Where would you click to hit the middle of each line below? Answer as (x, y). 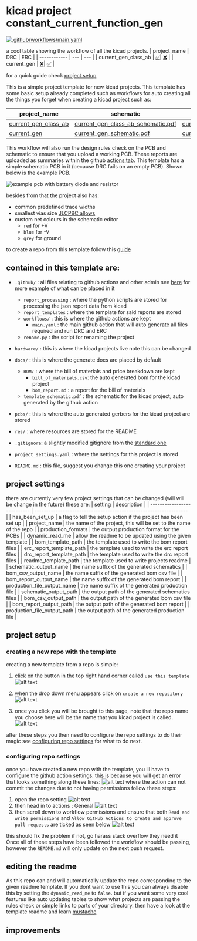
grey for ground (42, 238)
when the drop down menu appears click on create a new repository (99, 693)
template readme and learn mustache (51, 912)
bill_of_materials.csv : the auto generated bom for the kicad (106, 377)
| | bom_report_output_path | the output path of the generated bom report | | (98, 604)
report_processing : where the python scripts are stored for (95, 299)
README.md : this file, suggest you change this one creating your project (100, 466)
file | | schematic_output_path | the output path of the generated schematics (98, 592)
